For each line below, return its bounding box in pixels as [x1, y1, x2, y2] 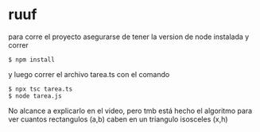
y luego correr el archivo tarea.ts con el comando [8, 69, 170, 79]
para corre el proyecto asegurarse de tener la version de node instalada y [8, 32, 250, 41]
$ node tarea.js [8, 91, 62, 100]
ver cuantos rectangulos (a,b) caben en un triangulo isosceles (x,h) [8, 114, 228, 124]
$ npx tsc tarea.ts [8, 85, 73, 93]
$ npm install [8, 56, 56, 64]
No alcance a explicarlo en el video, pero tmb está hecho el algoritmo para [8, 106, 253, 115]
